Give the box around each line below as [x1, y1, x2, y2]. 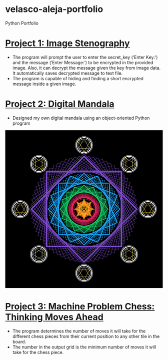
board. [12, 338, 26, 344]
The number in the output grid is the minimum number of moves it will [12, 344, 156, 350]
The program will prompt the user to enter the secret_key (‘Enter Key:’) [12, 54, 158, 60]
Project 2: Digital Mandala [5, 99, 114, 110]
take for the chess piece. [12, 349, 64, 355]
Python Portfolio [5, 20, 38, 26]
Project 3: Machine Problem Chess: [5, 301, 155, 312]
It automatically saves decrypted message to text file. [12, 70, 123, 76]
